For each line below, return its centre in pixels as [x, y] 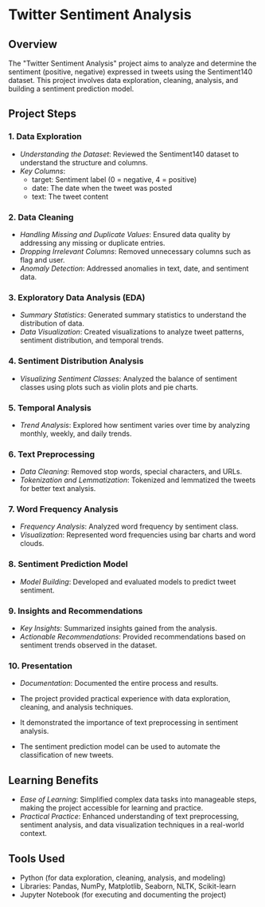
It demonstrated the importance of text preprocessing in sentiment [129, 723]
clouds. [32, 544]
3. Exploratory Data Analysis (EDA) [77, 297]
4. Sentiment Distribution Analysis [76, 361]
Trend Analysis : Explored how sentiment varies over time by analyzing [135, 425]
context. [33, 834]
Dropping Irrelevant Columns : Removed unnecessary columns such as [135, 251]
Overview [33, 44]
